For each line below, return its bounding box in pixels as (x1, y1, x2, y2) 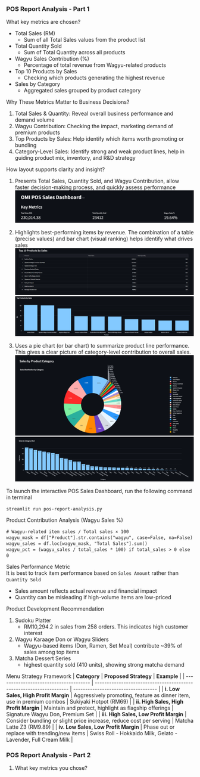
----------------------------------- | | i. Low (73, 685, 180, 693)
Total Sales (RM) (14, 30, 55, 37)
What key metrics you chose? (14, 764, 88, 772)
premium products (14, 129, 61, 136)
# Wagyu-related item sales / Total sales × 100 (6, 529, 129, 535)
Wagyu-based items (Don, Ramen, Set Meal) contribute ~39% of (23, 642, 183, 649)
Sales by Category (14, 81, 61, 88)
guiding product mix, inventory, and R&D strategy (14, 154, 136, 162)
